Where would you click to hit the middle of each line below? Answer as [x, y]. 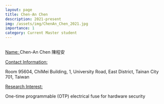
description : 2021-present [33, 19]
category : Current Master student [41, 33]
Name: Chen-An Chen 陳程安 [35, 52]
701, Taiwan [17, 77]
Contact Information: [26, 62]
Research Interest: [24, 87]
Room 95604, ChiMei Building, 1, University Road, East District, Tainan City [82, 72]
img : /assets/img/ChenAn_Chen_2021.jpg [47, 24]
